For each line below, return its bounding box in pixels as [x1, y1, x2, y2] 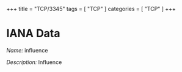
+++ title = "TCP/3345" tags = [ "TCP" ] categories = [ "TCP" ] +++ [6, 5, 176, 12]
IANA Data [6, 27, 60, 40]
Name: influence [6, 46, 48, 54]
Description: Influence [6, 58, 62, 66]
